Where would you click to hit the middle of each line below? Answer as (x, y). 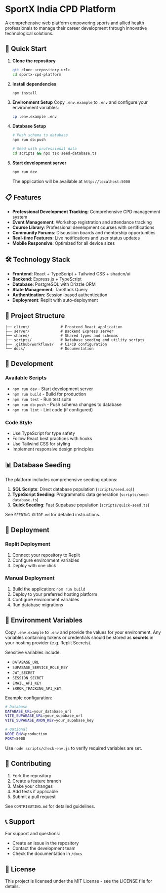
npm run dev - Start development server (53, 389)
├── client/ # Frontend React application (64, 327)
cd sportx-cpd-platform (37, 74)
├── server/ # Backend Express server (59, 332)
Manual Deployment (30, 578)
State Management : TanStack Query (50, 290)
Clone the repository (34, 61)
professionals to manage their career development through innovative (76, 28)
